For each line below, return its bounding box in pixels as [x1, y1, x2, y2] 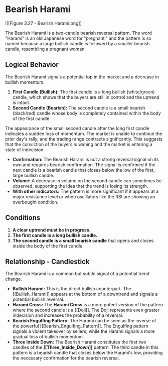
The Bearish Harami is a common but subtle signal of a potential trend [5, 271, 149, 277]
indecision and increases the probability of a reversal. [12, 312, 124, 318]
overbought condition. [12, 199, 59, 205]
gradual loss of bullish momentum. [12, 334, 84, 340]
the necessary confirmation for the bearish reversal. [12, 355, 120, 361]
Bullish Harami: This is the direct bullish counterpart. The [12, 286, 131, 292]
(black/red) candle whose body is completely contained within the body [12, 110, 161, 116]
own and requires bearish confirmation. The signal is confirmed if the [12, 162, 155, 168]
